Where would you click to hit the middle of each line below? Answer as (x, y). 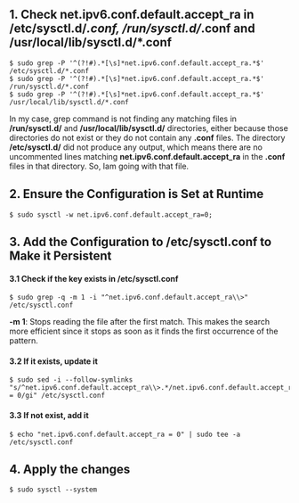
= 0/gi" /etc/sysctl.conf (57, 396)
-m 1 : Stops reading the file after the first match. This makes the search (140, 322)
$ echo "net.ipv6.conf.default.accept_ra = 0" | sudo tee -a (125, 434)
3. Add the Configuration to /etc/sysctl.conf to (141, 242)
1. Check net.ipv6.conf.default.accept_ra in (132, 15)
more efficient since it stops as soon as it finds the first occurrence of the (144, 331)
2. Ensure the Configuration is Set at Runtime (137, 194)
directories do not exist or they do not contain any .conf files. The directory (147, 137)
